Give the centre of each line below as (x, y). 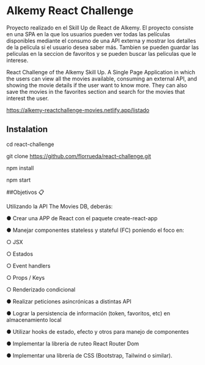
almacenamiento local (34, 320)
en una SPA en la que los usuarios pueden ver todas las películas (88, 34)
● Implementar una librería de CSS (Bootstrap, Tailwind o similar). (89, 355)
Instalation (27, 129)
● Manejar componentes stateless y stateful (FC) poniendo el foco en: (95, 230)
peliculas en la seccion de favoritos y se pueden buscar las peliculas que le (101, 53)
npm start (19, 180)
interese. (17, 60)
